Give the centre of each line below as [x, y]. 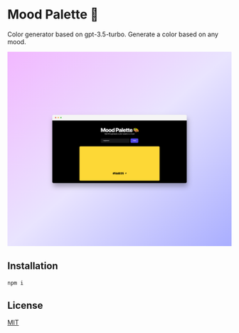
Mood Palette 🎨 [53, 15]
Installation [33, 266]
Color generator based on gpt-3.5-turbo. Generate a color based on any [113, 34]
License [25, 305]
